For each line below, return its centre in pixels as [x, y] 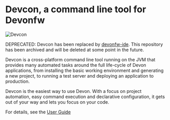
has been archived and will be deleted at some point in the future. [75, 50]
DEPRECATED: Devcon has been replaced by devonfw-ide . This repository [84, 44]
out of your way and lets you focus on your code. [57, 102]
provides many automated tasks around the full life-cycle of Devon [76, 65]
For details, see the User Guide [38, 112]
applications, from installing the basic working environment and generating [84, 70]
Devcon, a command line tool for [76, 9]
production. [17, 81]
